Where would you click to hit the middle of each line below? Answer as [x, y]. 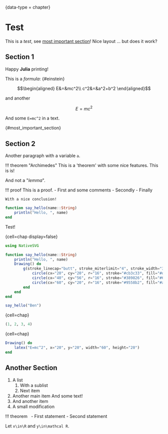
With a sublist [34, 385]
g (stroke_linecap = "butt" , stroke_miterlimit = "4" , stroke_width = [91, 269]
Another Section [31, 368]
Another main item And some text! [47, 396]
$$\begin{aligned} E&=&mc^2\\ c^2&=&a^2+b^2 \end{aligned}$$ [84, 88]
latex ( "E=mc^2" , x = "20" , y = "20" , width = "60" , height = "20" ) [77, 348]
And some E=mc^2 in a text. [32, 118]
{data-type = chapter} [28, 7]
